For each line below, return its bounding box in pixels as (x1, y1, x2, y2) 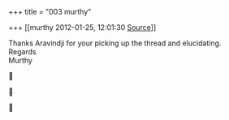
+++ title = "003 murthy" (8, 7, 92, 16)
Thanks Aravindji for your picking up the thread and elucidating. (8, 38, 222, 48)
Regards (8, 47, 37, 56)
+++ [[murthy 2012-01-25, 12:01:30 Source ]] (8, 23, 157, 32)
